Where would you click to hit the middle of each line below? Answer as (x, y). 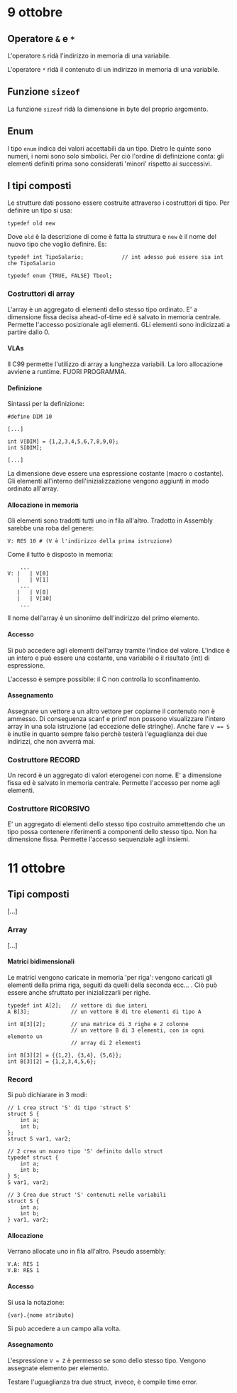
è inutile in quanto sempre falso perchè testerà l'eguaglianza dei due (108, 734)
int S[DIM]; (25, 448)
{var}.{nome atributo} (41, 1315)
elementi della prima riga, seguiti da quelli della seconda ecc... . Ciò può (112, 985)
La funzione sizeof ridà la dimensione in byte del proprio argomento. (108, 109)
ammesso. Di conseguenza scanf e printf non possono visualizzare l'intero (116, 718)
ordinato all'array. (33, 489)
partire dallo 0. (29, 332)
